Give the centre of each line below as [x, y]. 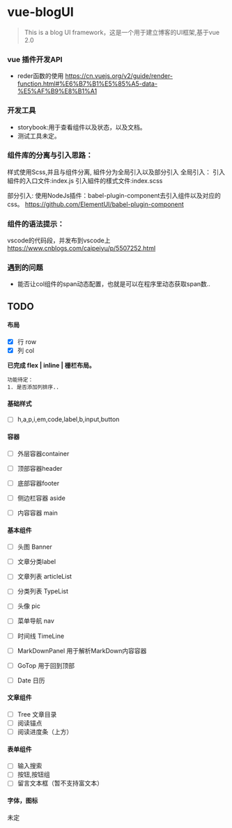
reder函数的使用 [40, 76]
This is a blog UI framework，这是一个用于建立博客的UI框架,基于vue [122, 32]
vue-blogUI [41, 12]
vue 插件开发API [35, 59]
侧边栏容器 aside [41, 498]
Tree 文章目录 [37, 714]
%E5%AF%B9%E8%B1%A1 [57, 91]
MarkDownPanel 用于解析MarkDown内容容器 [82, 650]
